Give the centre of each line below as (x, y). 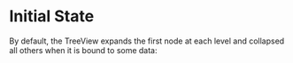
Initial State (52, 16)
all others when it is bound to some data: (83, 50)
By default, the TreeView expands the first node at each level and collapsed (147, 41)
